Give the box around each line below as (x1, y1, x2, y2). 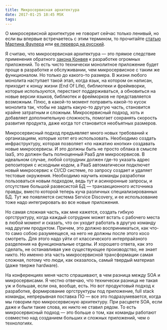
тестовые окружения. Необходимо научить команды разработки (5, 173, 145, 179)
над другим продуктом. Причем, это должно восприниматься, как (5, 225, 149, 231)
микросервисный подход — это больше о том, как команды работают (5, 309, 156, 315)
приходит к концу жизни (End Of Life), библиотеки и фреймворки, (5, 83, 146, 89)
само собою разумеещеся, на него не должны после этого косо (11, 231, 149, 237)
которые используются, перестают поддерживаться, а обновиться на (5, 88, 156, 94)
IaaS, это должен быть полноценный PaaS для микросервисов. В (5, 151, 145, 157)
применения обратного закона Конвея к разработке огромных (5, 56, 140, 62)
